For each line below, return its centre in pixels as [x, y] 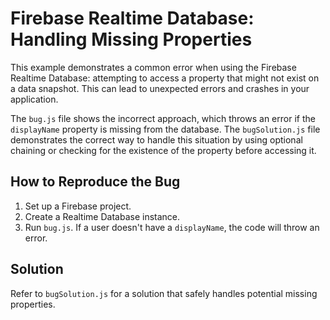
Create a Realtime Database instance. [102, 216]
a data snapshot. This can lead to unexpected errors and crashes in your [160, 88]
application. [34, 99]
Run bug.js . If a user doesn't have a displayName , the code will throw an [172, 227]
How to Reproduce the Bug [95, 182]
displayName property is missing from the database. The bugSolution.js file [165, 129]
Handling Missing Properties [131, 39]
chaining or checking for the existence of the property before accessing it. [163, 150]
